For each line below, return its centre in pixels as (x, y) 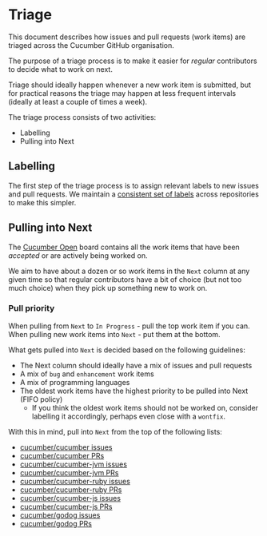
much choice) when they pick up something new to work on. (108, 288)
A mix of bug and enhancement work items (87, 374)
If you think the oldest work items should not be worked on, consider (145, 407)
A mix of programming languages (75, 382)
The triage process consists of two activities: (82, 117)
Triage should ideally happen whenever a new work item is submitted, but (130, 85)
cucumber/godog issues (60, 515)
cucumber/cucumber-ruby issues (75, 481)
